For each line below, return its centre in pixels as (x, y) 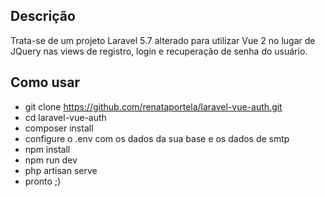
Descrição (43, 16)
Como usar (45, 82)
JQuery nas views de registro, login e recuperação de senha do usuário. (159, 51)
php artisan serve (61, 170)
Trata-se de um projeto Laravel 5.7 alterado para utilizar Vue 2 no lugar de (163, 40)
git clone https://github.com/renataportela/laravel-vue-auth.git (153, 106)
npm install (47, 149)
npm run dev (51, 160)
